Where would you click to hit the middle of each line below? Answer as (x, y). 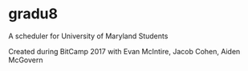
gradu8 (33, 14)
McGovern (26, 60)
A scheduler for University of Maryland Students (88, 36)
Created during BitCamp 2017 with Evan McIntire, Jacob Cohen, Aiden (124, 51)
